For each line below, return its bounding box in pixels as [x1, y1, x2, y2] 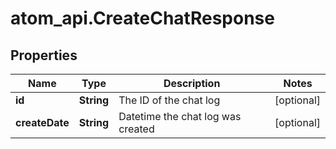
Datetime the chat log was [118, 110, 242, 123]
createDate [15, 116, 70, 129]
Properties [10, 47, 78, 64]
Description [163, 77, 221, 90]
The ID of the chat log [118, 93, 221, 107]
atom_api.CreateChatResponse [10, 7, 275, 30]
